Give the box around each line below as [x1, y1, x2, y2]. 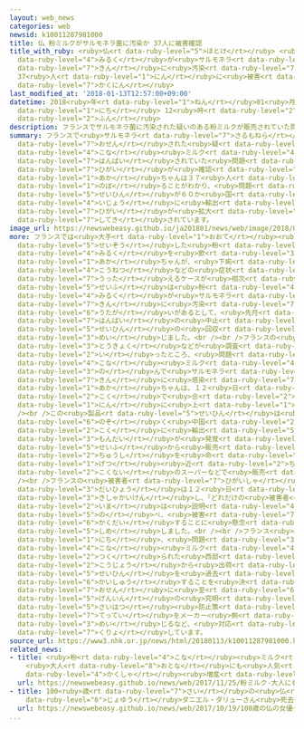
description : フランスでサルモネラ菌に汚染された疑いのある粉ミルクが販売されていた [9, 123, 291, 132]
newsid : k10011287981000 [9, 30, 103, 39]
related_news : [9, 645, 63, 654]
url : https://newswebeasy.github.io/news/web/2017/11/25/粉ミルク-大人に [17, 678, 292, 687]
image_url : [9, 224, 51, 233]
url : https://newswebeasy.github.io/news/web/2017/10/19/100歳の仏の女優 [17, 704, 293, 713]
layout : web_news [9, 13, 75, 23]
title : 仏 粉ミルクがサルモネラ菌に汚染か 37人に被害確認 [9, 38, 203, 48]
